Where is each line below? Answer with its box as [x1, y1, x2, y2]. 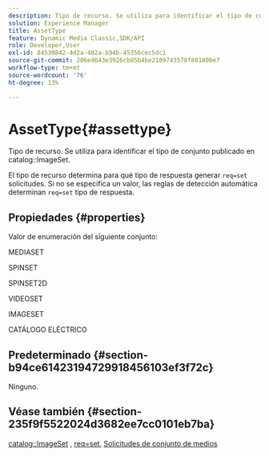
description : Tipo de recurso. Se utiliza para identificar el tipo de [8, 11, 252, 20]
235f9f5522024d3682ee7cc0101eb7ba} [8, 418, 215, 431]
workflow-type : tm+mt [8, 64, 81, 72]
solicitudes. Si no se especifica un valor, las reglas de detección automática [8, 179, 258, 189]
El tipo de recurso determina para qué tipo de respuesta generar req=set [8, 170, 248, 180]
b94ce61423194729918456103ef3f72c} [8, 361, 214, 374]
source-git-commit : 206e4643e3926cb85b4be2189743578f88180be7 [8, 57, 220, 65]
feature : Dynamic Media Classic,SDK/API [8, 34, 146, 42]
